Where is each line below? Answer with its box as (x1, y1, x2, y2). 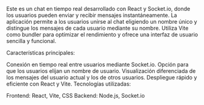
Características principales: (6, 49, 75, 56)
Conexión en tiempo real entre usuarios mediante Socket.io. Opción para (6, 61, 189, 68)
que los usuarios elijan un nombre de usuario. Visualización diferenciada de (6, 67, 196, 75)
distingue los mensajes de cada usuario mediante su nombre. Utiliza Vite (6, 24, 189, 32)
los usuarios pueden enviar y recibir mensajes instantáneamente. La (6, 12, 178, 19)
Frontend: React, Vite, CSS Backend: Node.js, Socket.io (6, 92, 145, 99)
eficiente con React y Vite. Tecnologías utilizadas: (6, 80, 131, 87)
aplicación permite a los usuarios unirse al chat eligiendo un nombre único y (6, 18, 197, 25)
